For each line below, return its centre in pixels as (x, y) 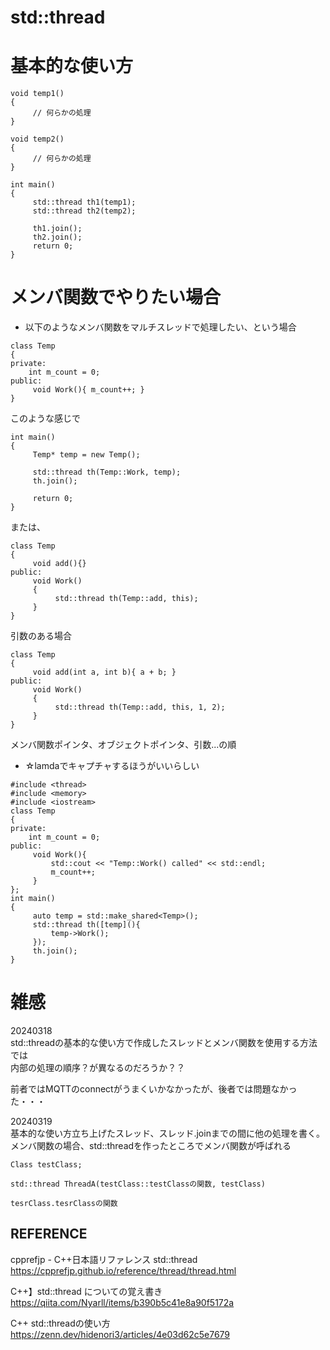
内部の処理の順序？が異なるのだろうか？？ (98, 1067)
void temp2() (37, 139)
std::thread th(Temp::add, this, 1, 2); (140, 707)
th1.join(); (57, 229)
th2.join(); (57, 237)
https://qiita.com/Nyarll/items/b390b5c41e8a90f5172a (122, 1302)
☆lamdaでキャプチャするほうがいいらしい (112, 766)
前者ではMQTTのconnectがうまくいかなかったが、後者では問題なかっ (154, 1089)
